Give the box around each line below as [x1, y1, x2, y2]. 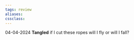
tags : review [5, 7, 32, 12]
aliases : [5, 12, 23, 17]
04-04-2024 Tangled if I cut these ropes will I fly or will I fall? [5, 30, 130, 36]
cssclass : [5, 16, 26, 21]
